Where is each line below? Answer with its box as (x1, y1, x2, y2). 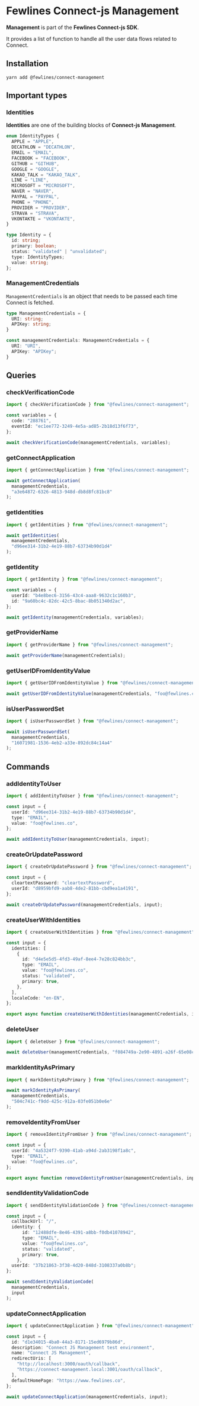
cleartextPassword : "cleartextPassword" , (11, 880, 115, 886)
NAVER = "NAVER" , (11, 188, 54, 194)
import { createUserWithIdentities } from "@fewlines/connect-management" (6, 929, 195, 935)
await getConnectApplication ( (6, 478, 81, 483)
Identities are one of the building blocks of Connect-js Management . (6, 121, 176, 129)
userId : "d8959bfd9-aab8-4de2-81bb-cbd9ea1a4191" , (11, 886, 139, 892)
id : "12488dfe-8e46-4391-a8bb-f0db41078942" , (21, 1229, 136, 1236)
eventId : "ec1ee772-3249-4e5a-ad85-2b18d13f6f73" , (11, 424, 139, 430)
